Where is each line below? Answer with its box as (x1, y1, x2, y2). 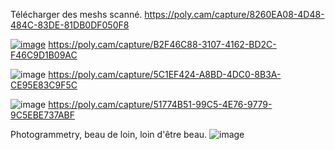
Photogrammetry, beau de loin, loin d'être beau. (10, 129, 208, 140)
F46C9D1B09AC (10, 49, 78, 61)
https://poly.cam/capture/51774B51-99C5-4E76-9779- (48, 99, 273, 110)
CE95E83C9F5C (10, 79, 78, 91)
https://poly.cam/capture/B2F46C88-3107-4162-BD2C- (48, 39, 277, 50)
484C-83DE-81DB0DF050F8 (10, 19, 130, 31)
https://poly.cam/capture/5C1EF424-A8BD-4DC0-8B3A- (48, 69, 282, 80)
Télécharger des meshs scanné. (10, 9, 143, 20)
